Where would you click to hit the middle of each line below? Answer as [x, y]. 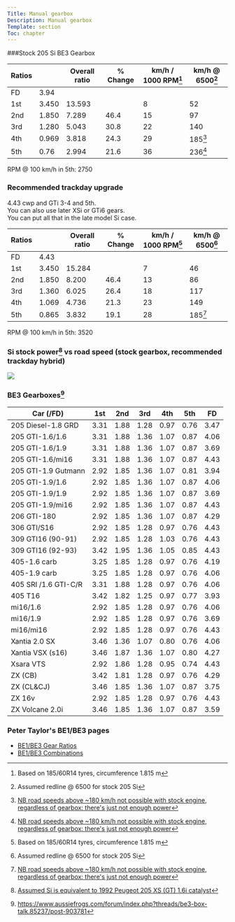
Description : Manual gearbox [50, 20]
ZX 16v [23, 698]
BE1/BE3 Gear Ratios [47, 745]
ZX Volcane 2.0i [37, 709]
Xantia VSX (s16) [39, 653]
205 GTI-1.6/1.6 [39, 437]
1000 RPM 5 [163, 244]
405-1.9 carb [34, 573]
